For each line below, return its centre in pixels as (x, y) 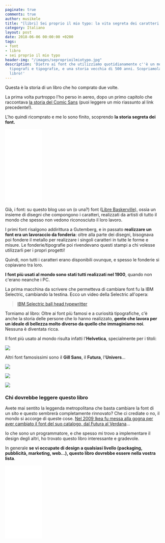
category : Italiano (25, 28)
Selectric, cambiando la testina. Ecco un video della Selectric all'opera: (77, 294)
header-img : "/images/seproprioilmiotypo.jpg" (54, 60)
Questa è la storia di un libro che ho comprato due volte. (62, 87)
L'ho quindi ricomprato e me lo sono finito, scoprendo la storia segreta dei (81, 117)
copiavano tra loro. (24, 265)
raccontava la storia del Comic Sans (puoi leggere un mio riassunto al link (79, 102)
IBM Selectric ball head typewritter (52, 304)
